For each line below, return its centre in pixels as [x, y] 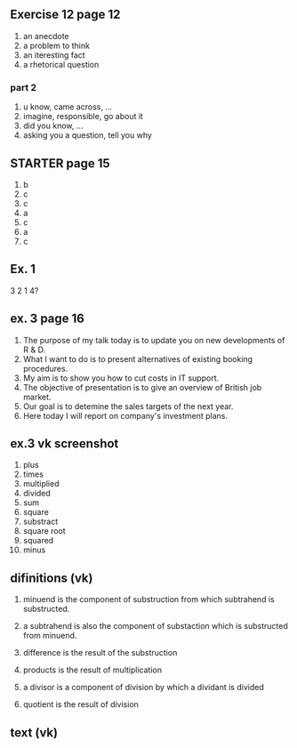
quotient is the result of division [80, 704]
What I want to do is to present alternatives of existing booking [137, 358]
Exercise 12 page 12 [65, 15]
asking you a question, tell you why [87, 135]
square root [44, 531]
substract [40, 522]
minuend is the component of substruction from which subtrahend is [148, 599]
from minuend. [50, 636]
